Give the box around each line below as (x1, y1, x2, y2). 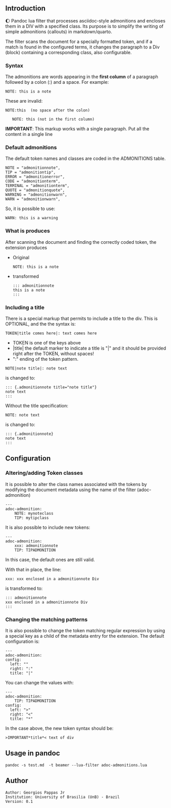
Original (12, 254, 30, 260)
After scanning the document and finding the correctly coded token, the (5, 239, 157, 245)
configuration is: (5, 638, 40, 644)
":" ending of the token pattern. (12, 356, 79, 362)
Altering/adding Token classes (5, 470, 83, 477)
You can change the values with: (5, 679, 74, 685)
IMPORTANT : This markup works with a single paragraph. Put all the (5, 126, 150, 132)
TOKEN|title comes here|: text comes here (5, 331, 97, 336)
